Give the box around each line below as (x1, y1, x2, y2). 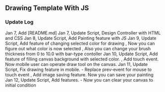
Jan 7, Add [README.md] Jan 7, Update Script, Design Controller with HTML (5, 30, 161, 36)
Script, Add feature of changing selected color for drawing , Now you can (5, 40, 155, 46)
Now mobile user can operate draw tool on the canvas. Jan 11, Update (5, 61, 148, 67)
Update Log (5, 19, 34, 26)
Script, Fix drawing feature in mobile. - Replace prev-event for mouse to (5, 66, 152, 72)
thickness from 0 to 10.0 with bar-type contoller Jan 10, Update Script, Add (5, 51, 158, 57)
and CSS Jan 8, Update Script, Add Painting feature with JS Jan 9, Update (5, 35, 157, 41)
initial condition (5, 82, 36, 88)
